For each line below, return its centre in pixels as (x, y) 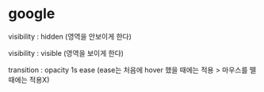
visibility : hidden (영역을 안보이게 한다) (70, 36)
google (32, 14)
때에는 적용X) (29, 79)
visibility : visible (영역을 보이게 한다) (66, 53)
